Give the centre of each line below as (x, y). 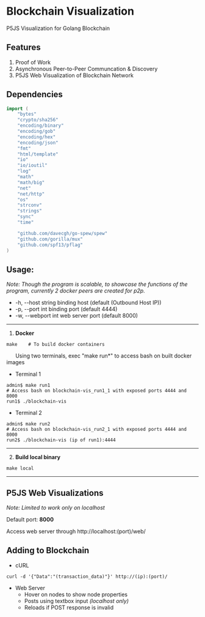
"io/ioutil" (32, 166)
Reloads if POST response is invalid (69, 607)
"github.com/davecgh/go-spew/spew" (63, 233)
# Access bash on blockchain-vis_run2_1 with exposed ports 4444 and (97, 430)
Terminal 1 (28, 374)
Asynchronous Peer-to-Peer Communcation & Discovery (86, 69)
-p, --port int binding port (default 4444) (66, 309)
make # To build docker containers (56, 345)
